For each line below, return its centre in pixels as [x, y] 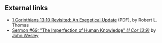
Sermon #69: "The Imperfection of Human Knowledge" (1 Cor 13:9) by [84, 30]
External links [26, 8]
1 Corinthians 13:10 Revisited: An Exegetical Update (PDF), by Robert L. [84, 20]
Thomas [20, 25]
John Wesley [25, 35]
